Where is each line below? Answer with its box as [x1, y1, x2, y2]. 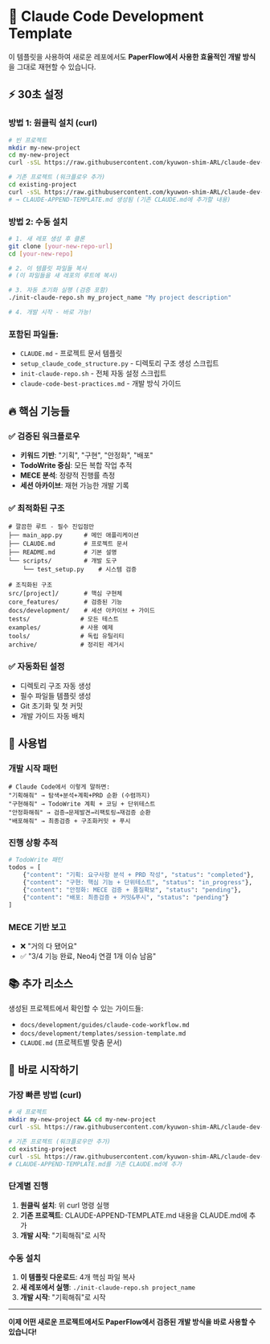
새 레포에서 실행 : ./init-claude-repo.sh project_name [19, 1282, 195, 1293]
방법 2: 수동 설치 [8, 216, 68, 227]
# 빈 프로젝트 [8, 136, 47, 144]
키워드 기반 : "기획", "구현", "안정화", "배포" [19, 450, 154, 460]
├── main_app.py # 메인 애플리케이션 [8, 531, 139, 539]
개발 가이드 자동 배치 [19, 711, 85, 720]
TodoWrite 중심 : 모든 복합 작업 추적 [19, 460, 133, 469]
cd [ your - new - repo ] [8, 249, 74, 258]
